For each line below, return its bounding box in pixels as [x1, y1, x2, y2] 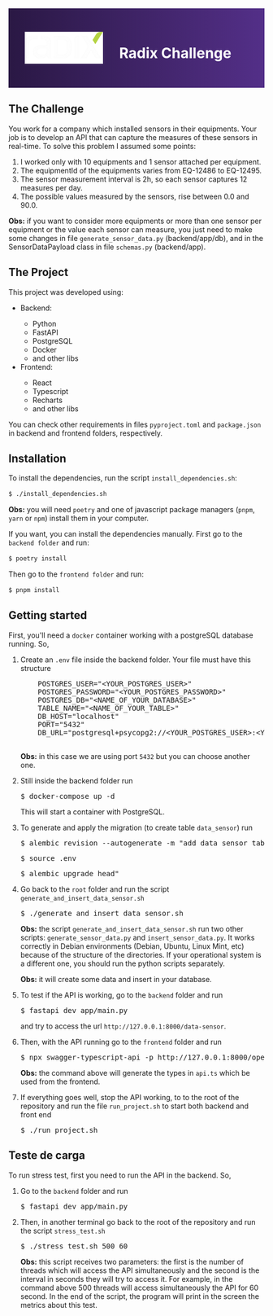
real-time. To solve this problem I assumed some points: [8, 141, 197, 151]
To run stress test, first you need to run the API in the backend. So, [8, 1170, 232, 1180]
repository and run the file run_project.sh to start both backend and [19, 1101, 249, 1111]
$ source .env [19, 853, 77, 862]
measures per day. [19, 182, 83, 192]
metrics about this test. [19, 1300, 97, 1309]
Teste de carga [8, 1148, 85, 1163]
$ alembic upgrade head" [19, 869, 119, 878]
